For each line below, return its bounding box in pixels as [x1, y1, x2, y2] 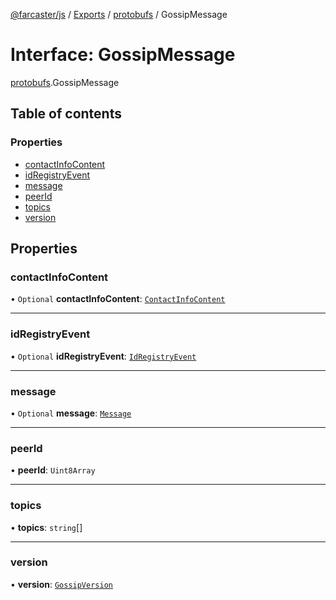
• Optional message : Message [10, 407, 132, 419]
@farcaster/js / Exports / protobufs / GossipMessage [10, 9, 228, 20]
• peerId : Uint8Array [10, 464, 96, 476]
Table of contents [10, 105, 122, 123]
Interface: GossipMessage [10, 44, 236, 66]
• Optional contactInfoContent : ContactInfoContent [10, 293, 226, 305]
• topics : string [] [10, 521, 83, 533]
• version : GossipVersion [10, 578, 113, 590]
